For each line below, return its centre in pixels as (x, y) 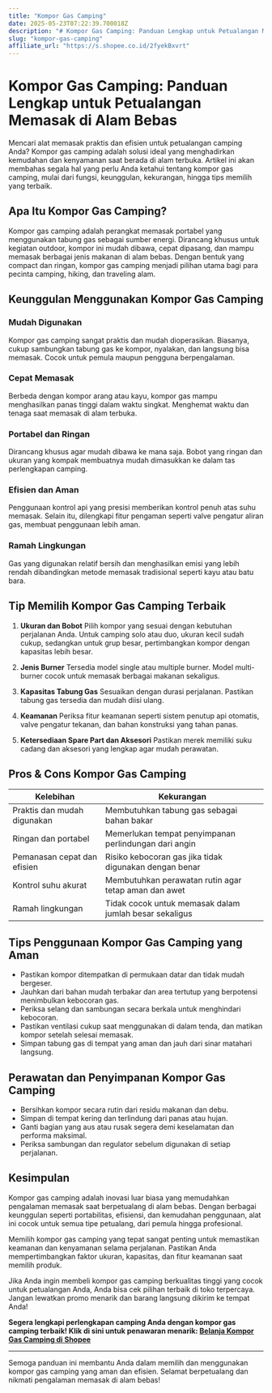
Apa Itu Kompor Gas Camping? (88, 211)
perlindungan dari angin (150, 844)
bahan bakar (129, 820)
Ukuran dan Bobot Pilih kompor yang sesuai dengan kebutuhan (126, 625)
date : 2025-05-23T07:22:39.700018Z (68, 23)
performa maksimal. (53, 1135)
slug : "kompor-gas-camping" (56, 38)
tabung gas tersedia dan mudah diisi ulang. (92, 700)
